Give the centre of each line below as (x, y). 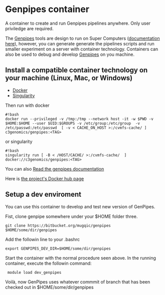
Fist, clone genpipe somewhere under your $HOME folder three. (71, 216)
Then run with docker (27, 105)
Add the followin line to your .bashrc (43, 239)
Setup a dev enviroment (43, 195)
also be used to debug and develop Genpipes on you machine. (70, 54)
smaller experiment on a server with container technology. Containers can (82, 49)
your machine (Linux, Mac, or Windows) (69, 78)
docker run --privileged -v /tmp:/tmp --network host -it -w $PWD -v (79, 119)
